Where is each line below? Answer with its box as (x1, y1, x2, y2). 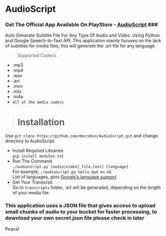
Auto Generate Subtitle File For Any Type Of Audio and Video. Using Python (5, 32, 160, 38)
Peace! (5, 226, 20, 232)
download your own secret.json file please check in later (5, 215, 145, 222)
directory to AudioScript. (5, 138, 56, 144)
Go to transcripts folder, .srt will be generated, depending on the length (12, 184, 161, 190)
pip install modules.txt (12, 154, 64, 159)
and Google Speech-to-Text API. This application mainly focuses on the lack (5, 38, 162, 44)
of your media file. (12, 190, 50, 196)
